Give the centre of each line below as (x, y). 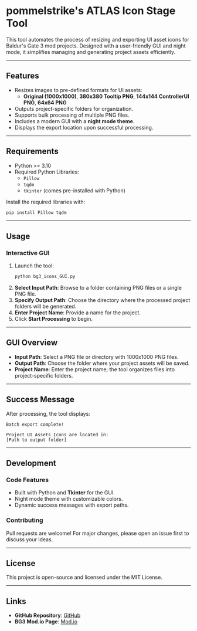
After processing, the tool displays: (48, 413)
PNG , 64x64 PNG (45, 102)
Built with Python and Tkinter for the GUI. (65, 493)
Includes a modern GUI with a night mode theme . (74, 121)
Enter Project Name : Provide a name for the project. (77, 313)
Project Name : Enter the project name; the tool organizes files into (94, 369)
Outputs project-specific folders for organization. (74, 108)
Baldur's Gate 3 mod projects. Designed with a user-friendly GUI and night (96, 46)
